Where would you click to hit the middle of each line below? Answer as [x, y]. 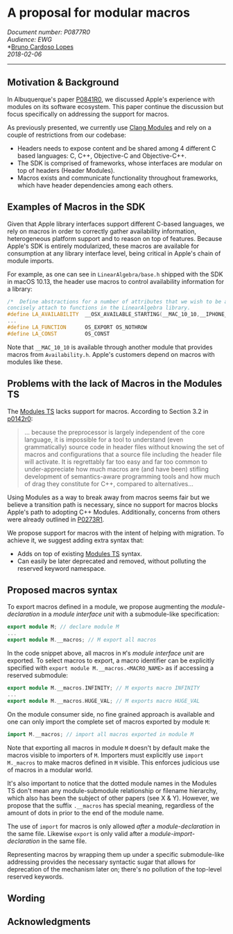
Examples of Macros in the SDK [76, 207]
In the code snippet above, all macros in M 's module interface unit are [106, 653]
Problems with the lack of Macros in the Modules [115, 384]
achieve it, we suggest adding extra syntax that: [76, 540]
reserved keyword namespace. [61, 568]
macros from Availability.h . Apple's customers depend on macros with [111, 354]
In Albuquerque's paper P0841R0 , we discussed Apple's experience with [111, 99]
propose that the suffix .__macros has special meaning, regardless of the [111, 805]
